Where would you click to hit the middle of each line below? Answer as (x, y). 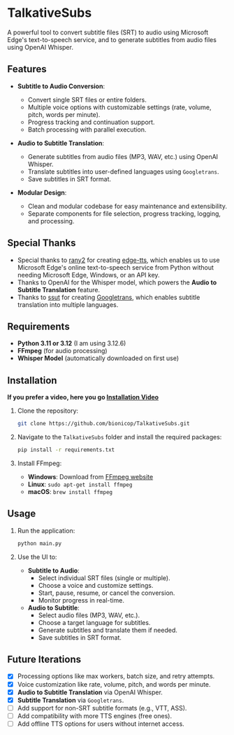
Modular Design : (42, 192)
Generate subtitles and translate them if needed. (108, 630)
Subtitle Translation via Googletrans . (71, 700)
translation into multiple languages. (68, 304)
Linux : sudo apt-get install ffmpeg (80, 484)
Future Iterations (44, 660)
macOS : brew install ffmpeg (70, 491)
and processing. (51, 221)
